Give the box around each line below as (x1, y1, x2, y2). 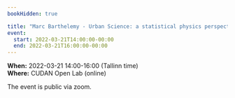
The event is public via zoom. (7, 83, 92, 91)
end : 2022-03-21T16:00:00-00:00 (13, 43, 108, 50)
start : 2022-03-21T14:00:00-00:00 (13, 36, 114, 43)
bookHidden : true (7, 10, 58, 17)
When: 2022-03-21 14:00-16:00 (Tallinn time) (7, 62, 138, 70)
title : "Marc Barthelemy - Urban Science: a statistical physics (7, 22, 201, 30)
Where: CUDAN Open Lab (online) (7, 69, 107, 78)
